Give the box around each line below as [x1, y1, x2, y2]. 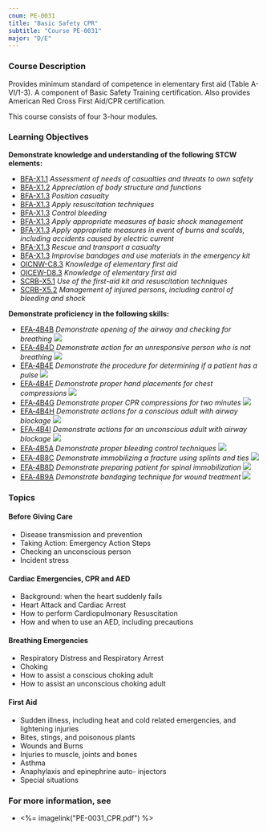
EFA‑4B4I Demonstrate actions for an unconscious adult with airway [19, 424, 247, 434]
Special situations [19, 775, 79, 784]
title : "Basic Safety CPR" [8, 19, 99, 27]
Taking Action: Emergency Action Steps [19, 538, 152, 548]
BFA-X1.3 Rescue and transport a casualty [19, 242, 161, 251]
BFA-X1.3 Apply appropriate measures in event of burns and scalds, [19, 225, 245, 234]
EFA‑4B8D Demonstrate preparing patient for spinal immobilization [19, 462, 242, 472]
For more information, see [8, 795, 111, 806]
